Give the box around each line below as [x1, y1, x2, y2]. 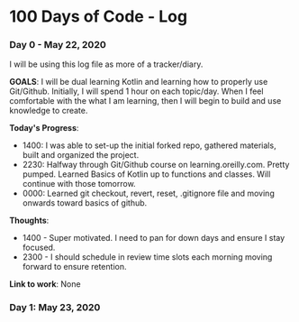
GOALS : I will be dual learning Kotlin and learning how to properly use [9, 77, 268, 87]
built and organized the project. [22, 150, 140, 161]
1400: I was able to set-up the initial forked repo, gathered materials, [22, 140, 276, 151]
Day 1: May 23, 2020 [9, 301, 101, 314]
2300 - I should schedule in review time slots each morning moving [22, 252, 273, 262]
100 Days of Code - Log [9, 6, 187, 27]
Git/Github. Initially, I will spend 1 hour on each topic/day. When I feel [9, 86, 264, 97]
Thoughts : [9, 215, 50, 226]
